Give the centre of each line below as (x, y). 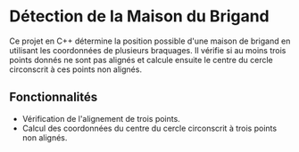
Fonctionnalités (54, 97)
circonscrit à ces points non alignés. (76, 69)
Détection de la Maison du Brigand (139, 16)
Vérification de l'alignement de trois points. (101, 118)
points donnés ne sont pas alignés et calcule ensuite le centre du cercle (141, 60)
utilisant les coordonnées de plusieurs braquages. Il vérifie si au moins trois (148, 50)
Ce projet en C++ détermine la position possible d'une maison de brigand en (150, 41)
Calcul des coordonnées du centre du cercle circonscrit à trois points (149, 128)
